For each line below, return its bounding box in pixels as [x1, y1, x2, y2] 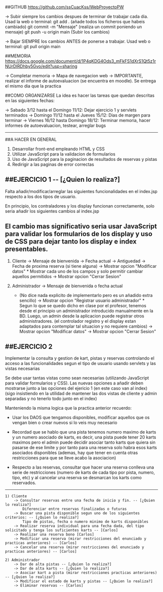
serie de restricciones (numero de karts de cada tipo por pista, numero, [12, 470, 155, 475]
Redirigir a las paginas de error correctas [12, 161, 95, 167]
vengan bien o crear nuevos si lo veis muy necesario [12, 420, 117, 426]
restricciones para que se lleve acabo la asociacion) [12, 455, 116, 461]
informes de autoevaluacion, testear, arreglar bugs [5, 122, 106, 128]
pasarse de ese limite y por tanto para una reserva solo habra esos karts [12, 445, 157, 451]
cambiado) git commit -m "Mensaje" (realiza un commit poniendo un [5, 24, 142, 30]
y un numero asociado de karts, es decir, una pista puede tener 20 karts [12, 435, 156, 440]
